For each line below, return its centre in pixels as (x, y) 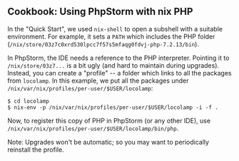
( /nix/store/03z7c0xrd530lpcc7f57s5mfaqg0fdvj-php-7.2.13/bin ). (103, 44)
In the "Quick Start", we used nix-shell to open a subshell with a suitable (115, 28)
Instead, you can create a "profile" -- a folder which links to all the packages (119, 73)
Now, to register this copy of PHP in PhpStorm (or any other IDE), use (109, 120)
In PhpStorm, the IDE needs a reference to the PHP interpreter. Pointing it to (118, 58)
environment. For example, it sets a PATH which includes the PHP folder (111, 36)
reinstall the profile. (36, 150)
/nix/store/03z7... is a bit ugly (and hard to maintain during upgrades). (113, 65)
